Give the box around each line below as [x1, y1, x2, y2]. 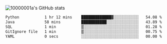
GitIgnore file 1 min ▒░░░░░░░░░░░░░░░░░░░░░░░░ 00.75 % [5, 29, 162, 34]
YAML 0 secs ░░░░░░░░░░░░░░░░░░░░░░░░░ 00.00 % [5, 34, 162, 39]
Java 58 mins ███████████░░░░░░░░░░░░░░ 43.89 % [5, 19, 162, 25]
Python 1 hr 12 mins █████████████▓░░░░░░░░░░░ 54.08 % [5, 15, 162, 20]
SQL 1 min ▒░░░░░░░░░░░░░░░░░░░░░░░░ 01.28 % [5, 24, 162, 29]
